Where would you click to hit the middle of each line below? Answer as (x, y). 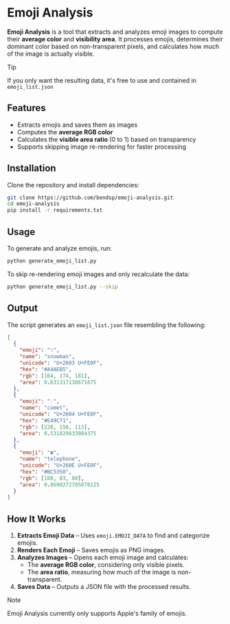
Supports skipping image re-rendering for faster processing (102, 147)
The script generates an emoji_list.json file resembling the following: (106, 324)
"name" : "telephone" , (50, 459)
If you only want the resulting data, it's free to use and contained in (102, 80)
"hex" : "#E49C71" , (46, 420)
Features (26, 108)
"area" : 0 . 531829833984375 (58, 433)
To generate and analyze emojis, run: (59, 248)
